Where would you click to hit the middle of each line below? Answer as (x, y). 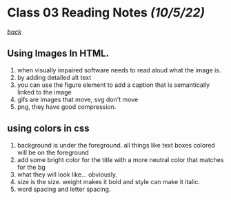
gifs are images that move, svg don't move (78, 99)
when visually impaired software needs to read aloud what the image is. (119, 70)
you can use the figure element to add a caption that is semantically (113, 85)
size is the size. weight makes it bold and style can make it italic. (108, 181)
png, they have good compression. (67, 107)
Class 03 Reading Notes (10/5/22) (106, 13)
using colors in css (48, 129)
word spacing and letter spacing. (64, 189)
